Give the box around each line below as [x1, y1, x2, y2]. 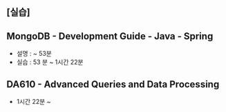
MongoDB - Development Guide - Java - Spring [6, 30, 214, 42]
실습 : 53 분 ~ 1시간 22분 [16, 58, 84, 67]
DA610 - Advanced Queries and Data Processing [6, 78, 220, 90]
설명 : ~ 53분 [16, 49, 53, 58]
